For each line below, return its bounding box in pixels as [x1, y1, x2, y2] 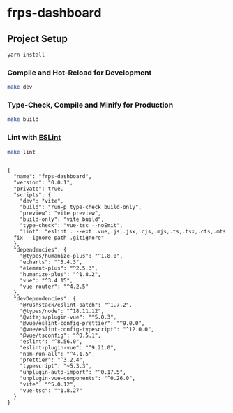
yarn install [7, 51, 45, 58]
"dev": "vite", [20, 198, 64, 205]
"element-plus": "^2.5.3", [20, 265, 98, 272]
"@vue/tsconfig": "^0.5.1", [20, 332, 101, 340]
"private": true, [13, 185, 64, 193]
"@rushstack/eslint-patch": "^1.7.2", [20, 302, 133, 309]
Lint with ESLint [7, 133, 61, 143]
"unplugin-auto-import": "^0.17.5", [20, 369, 127, 376]
